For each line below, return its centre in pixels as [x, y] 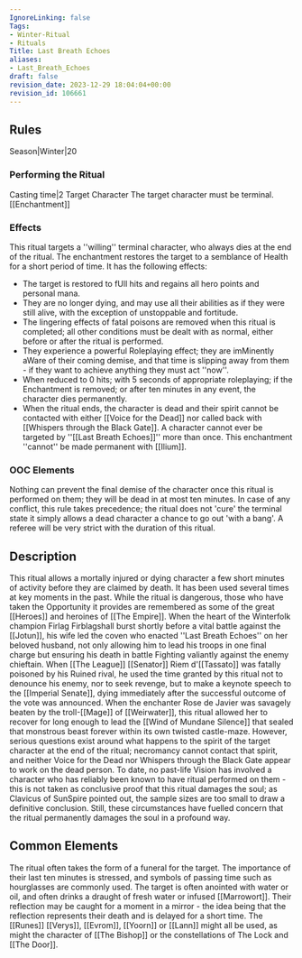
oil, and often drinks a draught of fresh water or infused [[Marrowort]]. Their [151, 896]
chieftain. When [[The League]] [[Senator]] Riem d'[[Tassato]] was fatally [145, 665]
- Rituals [28, 43]
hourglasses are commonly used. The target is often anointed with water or [149, 887]
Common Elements [64, 846]
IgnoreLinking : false [50, 18]
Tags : [19, 26]
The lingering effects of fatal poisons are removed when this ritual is [149, 322]
